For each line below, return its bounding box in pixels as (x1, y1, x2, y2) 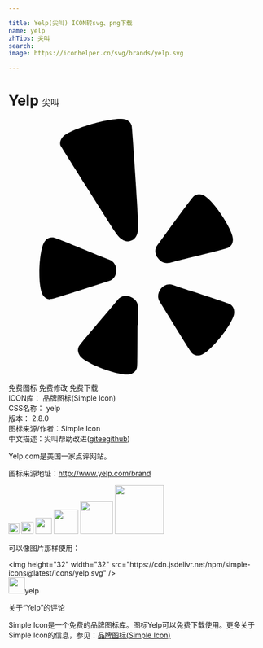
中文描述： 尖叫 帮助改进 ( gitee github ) (8, 434, 130, 444)
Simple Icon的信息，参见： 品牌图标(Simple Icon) (8, 630, 171, 640)
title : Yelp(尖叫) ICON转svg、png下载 (8, 19, 133, 27)
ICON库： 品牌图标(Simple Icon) (8, 393, 116, 403)
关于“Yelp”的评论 (8, 603, 65, 613)
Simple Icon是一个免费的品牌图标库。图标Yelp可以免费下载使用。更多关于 (8, 620, 255, 630)
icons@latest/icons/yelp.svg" (8, 568, 107, 578)
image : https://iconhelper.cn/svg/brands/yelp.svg (8, 50, 184, 58)
